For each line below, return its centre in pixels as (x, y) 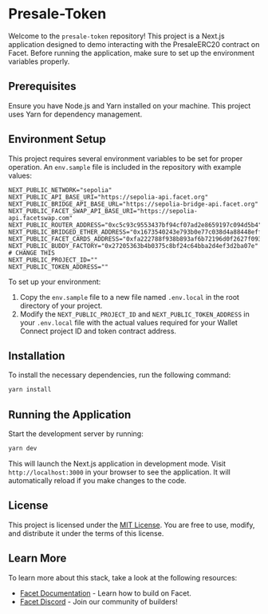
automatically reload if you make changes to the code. (97, 480)
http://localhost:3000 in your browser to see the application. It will (120, 472)
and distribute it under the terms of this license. (86, 533)
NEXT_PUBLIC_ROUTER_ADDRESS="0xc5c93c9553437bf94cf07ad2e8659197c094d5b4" (135, 225)
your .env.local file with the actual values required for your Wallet (128, 322)
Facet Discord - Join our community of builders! (99, 601)
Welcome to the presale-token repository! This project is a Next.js (116, 36)
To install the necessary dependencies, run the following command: (120, 375)
